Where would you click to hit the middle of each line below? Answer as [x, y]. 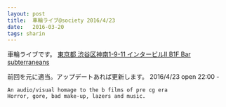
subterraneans [28, 62]
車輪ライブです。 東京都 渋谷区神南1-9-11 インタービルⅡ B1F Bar [99, 54]
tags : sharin [26, 33]
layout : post [26, 14]
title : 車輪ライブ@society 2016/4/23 [61, 20]
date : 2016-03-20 [36, 27]
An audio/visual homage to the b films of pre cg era [88, 90]
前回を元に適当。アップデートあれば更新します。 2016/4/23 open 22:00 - [113, 77]
